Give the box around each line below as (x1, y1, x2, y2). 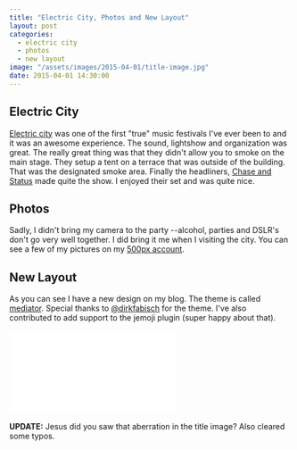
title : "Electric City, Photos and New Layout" (9, 12, 190, 22)
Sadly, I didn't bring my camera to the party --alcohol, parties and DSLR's (9, 225, 279, 236)
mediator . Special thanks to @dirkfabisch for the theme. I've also (9, 303, 247, 313)
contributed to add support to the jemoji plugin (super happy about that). (9, 312, 276, 323)
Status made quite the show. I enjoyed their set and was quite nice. (9, 175, 255, 186)
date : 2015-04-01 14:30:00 (9, 71, 110, 80)
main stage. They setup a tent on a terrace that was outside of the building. (9, 156, 285, 167)
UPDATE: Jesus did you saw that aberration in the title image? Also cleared (9, 421, 285, 432)
